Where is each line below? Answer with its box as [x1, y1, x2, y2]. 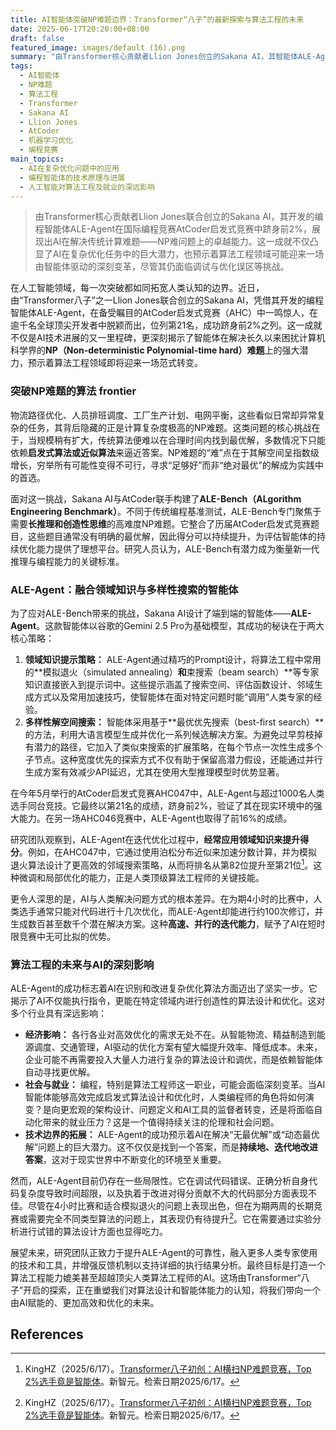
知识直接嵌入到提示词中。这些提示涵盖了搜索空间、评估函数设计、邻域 [24, 678, 315, 690]
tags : [10, 61, 33, 71]
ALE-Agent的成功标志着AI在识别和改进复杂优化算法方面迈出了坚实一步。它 [10, 982, 318, 994]
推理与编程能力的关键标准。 [10, 555, 125, 567]
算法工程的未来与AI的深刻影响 [10, 957, 155, 971]
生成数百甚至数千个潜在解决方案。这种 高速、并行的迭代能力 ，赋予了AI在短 [10, 917, 317, 930]
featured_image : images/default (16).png [10, 42, 186, 53]
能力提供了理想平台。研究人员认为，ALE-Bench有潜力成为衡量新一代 [36, 542, 320, 555]
